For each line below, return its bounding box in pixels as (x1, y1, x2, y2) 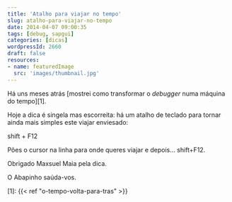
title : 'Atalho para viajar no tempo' (7, 10, 122, 18)
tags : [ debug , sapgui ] (7, 30, 74, 38)
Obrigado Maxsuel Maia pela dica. (7, 159, 108, 167)
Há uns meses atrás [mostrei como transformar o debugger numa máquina (7, 89, 226, 98)
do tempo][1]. (7, 96, 47, 105)
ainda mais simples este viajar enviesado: (7, 118, 129, 126)
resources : (7, 57, 40, 64)
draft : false (7, 50, 46, 57)
